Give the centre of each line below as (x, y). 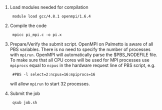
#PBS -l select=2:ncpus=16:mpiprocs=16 (54, 74)
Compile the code (28, 25)
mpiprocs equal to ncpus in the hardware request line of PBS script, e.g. (83, 65)
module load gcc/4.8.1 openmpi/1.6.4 (51, 16)
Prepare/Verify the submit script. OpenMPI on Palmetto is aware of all (81, 44)
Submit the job (25, 93)
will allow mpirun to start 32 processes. (50, 84)
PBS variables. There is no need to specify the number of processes (80, 49)
